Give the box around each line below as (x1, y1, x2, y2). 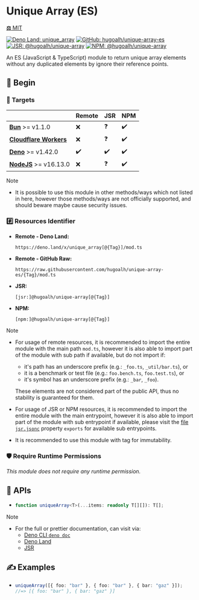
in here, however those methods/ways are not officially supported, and (14, 195, 191, 202)
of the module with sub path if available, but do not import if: (14, 351, 166, 358)
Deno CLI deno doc (24, 531, 71, 539)
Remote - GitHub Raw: (14, 255, 72, 262)
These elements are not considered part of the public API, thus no (14, 387, 179, 395)
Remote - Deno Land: (14, 233, 69, 240)
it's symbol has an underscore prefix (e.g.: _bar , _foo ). (24, 375, 159, 383)
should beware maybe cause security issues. (14, 201, 128, 208)
